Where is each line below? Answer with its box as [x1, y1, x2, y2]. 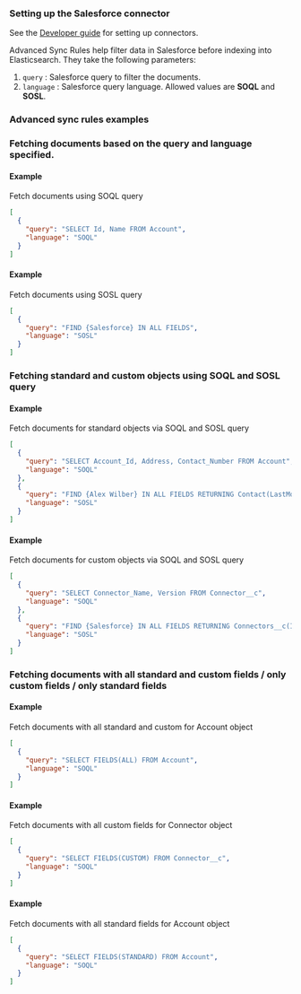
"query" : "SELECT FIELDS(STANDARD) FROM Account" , [25, 952, 219, 962]
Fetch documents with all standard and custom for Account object [9, 721, 254, 732]
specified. [9, 149, 55, 161]
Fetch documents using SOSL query [9, 289, 142, 300]
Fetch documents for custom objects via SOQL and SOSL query [9, 554, 245, 565]
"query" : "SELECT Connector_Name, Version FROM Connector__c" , [25, 589, 267, 597]
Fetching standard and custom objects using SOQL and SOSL [9, 369, 280, 381]
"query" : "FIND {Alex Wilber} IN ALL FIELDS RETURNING [25, 490, 235, 500]
